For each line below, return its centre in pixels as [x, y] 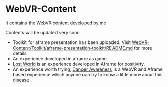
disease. [21, 80]
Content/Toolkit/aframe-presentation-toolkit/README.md [73, 48]
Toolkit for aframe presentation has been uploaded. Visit [72, 42]
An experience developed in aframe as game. [60, 58]
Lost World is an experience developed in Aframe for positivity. [79, 64]
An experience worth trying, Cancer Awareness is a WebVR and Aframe [88, 69]
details [20, 53]
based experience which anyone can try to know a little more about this [88, 74]
